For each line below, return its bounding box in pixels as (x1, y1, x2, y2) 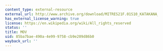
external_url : (5, 12, 34, 17)
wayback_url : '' (5, 39, 38, 44)
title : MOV (5, 30, 27, 34)
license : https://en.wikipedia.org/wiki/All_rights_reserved (5, 20, 131, 26)
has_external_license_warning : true (5, 16, 79, 21)
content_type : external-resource (5, 7, 73, 12)
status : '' (5, 25, 27, 30)
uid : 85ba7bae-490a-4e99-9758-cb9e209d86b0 (5, 34, 95, 39)
